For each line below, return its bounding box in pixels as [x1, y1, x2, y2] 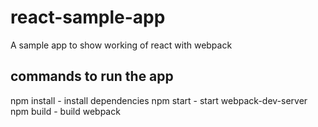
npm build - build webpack [10, 105, 121, 117]
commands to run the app [10, 68, 174, 85]
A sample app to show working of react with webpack [10, 39, 233, 51]
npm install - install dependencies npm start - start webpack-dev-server [10, 94, 308, 106]
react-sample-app [10, 6, 166, 29]
